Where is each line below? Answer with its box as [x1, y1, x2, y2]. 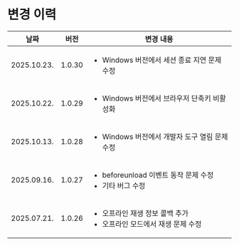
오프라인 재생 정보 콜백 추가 [102, 208, 188, 218]
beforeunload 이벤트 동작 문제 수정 [102, 170, 214, 180]
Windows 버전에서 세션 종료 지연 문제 [102, 55, 222, 65]
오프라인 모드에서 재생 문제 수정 [102, 219, 202, 229]
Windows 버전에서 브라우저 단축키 [102, 93, 211, 103]
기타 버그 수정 [102, 180, 146, 190]
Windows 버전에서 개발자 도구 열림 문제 [102, 131, 228, 141]
